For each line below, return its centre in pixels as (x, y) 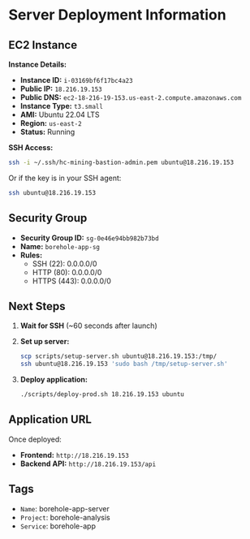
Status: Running (47, 132)
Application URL (50, 420)
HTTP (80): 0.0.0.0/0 (67, 272)
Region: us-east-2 (51, 123)
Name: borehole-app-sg (60, 246)
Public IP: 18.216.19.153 (61, 88)
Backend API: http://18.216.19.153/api (88, 464)
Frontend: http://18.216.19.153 (75, 455)
